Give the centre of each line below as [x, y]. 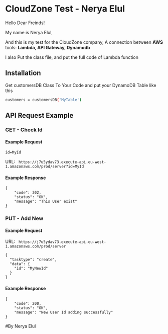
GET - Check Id [24, 130]
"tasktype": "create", [33, 260]
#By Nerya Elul [21, 326]
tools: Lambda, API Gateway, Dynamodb [48, 47]
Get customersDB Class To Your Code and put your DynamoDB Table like [81, 85]
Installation [23, 73]
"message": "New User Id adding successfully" [64, 312]
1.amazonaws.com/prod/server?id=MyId [45, 166]
